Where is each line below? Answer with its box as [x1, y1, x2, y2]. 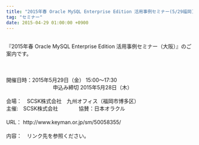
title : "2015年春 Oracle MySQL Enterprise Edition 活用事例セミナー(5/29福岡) [6, 8, 194, 15]
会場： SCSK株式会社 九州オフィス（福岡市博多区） [6, 98, 140, 105]
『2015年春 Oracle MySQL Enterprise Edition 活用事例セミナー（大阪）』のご [6, 43, 192, 50]
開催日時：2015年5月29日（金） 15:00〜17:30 [6, 76, 117, 83]
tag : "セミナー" [6, 14, 43, 20]
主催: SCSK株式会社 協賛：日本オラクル [6, 105, 126, 112]
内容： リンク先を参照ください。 [6, 133, 89, 140]
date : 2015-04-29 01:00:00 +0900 [6, 20, 89, 25]
